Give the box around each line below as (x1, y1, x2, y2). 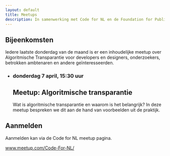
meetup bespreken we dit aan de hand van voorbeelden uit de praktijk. (12, 107, 160, 113)
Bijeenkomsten (5, 35, 54, 44)
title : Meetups (5, 12, 37, 17)
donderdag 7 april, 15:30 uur (12, 72, 84, 80)
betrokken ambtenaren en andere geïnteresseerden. (5, 60, 114, 66)
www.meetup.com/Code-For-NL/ (5, 145, 74, 151)
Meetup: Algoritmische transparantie (12, 88, 133, 97)
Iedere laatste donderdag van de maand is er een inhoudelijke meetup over (5, 49, 162, 55)
